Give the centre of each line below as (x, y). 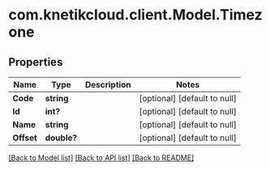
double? (61, 138)
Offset (25, 138)
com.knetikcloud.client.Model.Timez (135, 15)
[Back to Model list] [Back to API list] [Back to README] (101, 158)
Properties (36, 62)
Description (108, 85)
